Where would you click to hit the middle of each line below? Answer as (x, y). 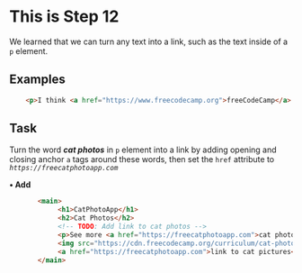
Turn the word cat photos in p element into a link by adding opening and (143, 150)
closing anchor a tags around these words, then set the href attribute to (142, 159)
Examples (37, 80)
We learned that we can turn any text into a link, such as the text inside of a (149, 41)
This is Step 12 (64, 17)
